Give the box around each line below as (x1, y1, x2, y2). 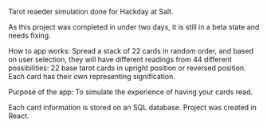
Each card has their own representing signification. (8, 72, 175, 81)
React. (8, 111, 29, 121)
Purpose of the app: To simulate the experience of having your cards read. (8, 87, 253, 97)
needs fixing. (8, 31, 51, 40)
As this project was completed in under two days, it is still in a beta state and (8, 22, 260, 31)
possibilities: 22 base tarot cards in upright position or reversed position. (8, 63, 246, 73)
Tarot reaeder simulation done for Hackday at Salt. (8, 7, 174, 16)
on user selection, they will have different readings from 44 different (8, 55, 233, 64)
